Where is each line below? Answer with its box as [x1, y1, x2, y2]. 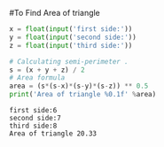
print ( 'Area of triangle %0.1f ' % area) [9, 90, 157, 99]
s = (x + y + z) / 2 [9, 66, 86, 74]
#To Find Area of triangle [9, 8, 100, 18]
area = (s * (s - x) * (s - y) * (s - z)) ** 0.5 [9, 81, 149, 91]
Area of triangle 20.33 [9, 129, 98, 138]
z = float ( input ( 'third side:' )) [9, 41, 133, 50]
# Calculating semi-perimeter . [9, 57, 129, 66]
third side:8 [9, 121, 58, 130]
